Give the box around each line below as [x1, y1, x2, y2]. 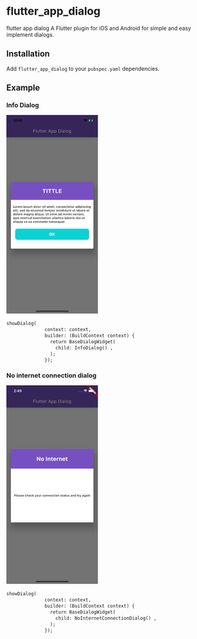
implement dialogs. [6, 31, 54, 38]
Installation [6, 49, 50, 59]
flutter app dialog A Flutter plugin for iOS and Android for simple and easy [6, 24, 192, 32]
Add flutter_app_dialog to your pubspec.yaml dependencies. [6, 65, 160, 72]
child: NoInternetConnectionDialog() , [55, 615, 157, 621]
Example [6, 82, 40, 93]
